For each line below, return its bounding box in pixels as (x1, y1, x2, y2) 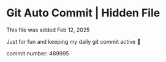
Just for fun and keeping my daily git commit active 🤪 (6, 38, 141, 45)
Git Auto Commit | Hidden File (6, 6, 160, 20)
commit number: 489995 (6, 49, 69, 57)
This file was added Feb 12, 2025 (6, 26, 90, 33)
